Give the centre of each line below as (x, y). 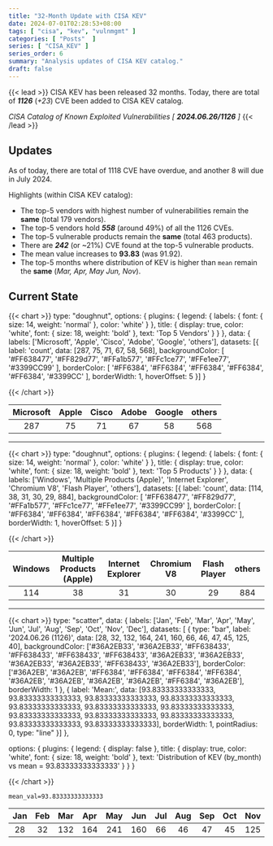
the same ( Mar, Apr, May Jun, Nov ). (80, 271)
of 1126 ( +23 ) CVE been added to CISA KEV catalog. (96, 100)
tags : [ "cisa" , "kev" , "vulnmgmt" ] (72, 31)
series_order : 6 (36, 54)
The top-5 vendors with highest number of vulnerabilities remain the (134, 210)
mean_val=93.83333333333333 (56, 797)
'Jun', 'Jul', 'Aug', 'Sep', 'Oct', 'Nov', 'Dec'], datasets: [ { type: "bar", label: (130, 629)
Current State (43, 297)
